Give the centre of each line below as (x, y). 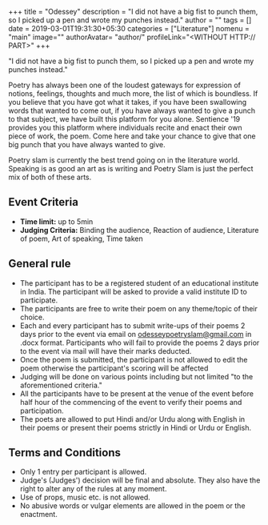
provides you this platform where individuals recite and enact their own (125, 128)
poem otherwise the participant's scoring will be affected (114, 368)
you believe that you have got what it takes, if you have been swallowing (128, 102)
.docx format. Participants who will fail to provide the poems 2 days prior (140, 343)
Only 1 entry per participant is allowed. (83, 472)
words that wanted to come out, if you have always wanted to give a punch (132, 110)
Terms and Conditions (65, 453)
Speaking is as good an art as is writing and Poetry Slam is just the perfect (131, 168)
